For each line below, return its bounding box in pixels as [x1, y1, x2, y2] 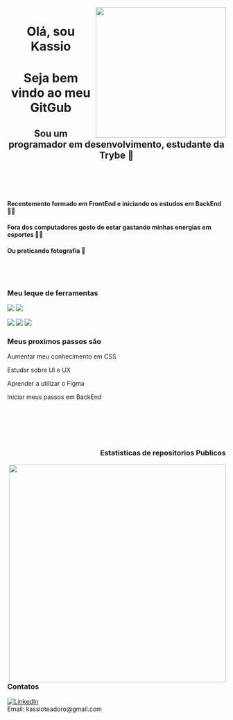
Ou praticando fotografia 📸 [7, 246, 86, 255]
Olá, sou [26, 24, 75, 40]
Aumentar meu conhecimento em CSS [7, 352, 116, 361]
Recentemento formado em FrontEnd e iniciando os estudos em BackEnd [7, 200, 222, 208]
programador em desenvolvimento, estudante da [8, 139, 225, 150]
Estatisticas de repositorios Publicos [100, 448, 226, 458]
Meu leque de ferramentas [7, 288, 98, 298]
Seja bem [23, 70, 78, 86]
